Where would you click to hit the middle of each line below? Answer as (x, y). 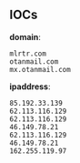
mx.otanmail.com (40, 69)
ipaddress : (30, 87)
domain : (25, 36)
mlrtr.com (28, 54)
